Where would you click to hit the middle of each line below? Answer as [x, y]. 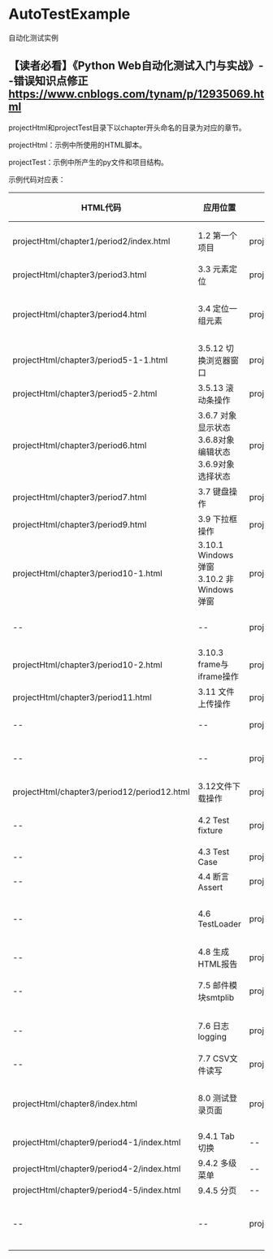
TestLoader [219, 923]
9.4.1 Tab [216, 1136]
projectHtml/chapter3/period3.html [80, 275]
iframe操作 [219, 676]
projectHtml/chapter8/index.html [75, 1104]
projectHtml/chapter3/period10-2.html [87, 665]
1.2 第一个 [218, 235]
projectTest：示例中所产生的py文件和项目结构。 [88, 162]
